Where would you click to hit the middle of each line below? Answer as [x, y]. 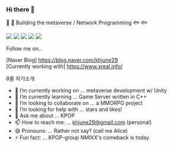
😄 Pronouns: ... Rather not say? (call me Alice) [71, 131]
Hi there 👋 [21, 9]
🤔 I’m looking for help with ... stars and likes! [68, 110]
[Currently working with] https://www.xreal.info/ [64, 66]
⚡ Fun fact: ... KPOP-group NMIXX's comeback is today [82, 138]
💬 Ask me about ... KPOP [45, 116]
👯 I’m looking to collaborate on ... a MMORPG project [79, 103]
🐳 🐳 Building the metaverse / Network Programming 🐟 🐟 [77, 23]
